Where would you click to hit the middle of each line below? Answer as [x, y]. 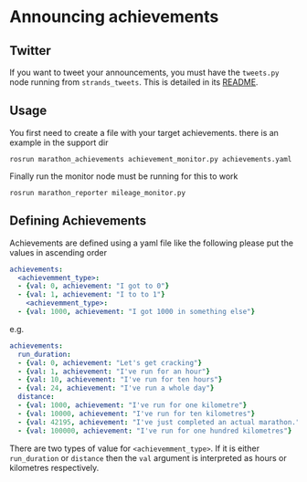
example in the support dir [59, 142]
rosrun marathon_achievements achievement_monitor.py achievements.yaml [151, 159]
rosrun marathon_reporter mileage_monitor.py [97, 193]
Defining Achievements [78, 221]
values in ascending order [58, 252]
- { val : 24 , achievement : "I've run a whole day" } [116, 388]
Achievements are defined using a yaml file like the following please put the [152, 243]
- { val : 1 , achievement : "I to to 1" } [92, 295]
